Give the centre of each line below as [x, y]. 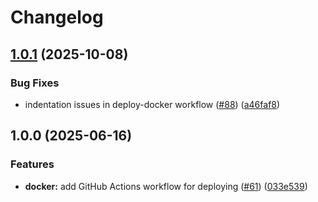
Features [32, 164]
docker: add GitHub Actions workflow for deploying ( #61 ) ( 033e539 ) [166, 186]
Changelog [57, 17]
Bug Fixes [35, 83]
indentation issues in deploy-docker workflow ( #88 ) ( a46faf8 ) [152, 104]
